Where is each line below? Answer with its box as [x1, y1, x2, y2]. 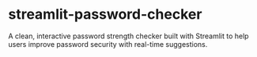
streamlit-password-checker [8, 5, 202, 23]
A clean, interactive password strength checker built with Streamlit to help [8, 31, 249, 41]
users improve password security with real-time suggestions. [8, 39, 208, 48]
